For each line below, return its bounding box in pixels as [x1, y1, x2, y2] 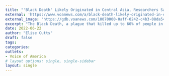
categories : [5, 44, 30, 49]
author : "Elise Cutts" [5, 30, 53, 35]
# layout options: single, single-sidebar [5, 58, 96, 63]
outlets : [5, 49, 24, 54]
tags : [5, 40, 17, 45]
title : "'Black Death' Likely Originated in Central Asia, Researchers [5, 7, 158, 12]
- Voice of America [5, 53, 46, 59]
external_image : [5, 16, 39, 21]
